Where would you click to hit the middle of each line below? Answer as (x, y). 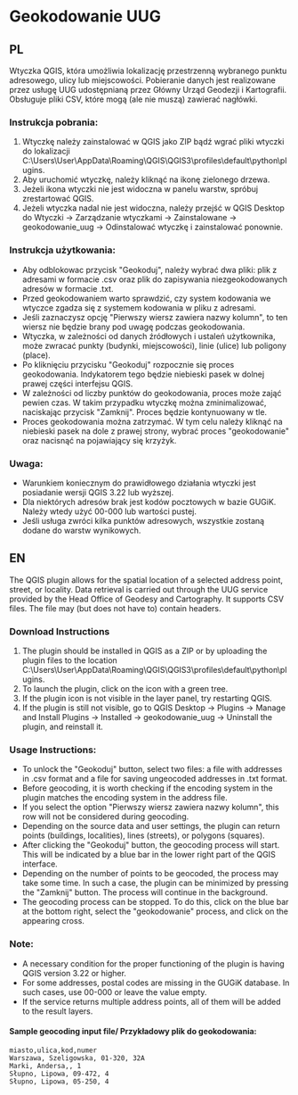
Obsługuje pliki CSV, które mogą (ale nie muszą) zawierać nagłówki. (133, 99)
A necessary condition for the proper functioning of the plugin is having (153, 963)
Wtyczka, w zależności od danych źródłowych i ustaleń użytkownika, (149, 336)
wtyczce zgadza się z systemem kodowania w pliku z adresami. (139, 307)
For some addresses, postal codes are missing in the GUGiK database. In (156, 983)
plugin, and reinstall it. (63, 726)
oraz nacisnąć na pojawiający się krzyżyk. (99, 440)
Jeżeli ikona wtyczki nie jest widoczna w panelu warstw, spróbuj (140, 189)
